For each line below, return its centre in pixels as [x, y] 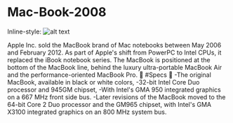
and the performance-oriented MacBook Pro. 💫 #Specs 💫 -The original [109, 75]
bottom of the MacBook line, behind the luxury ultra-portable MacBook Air [115, 67]
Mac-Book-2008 [57, 12]
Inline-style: [25, 31]
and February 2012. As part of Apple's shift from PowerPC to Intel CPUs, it [114, 52]
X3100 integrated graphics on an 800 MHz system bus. [87, 112]
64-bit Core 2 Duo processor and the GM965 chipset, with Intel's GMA [109, 104]
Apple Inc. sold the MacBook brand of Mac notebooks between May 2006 [114, 45]
